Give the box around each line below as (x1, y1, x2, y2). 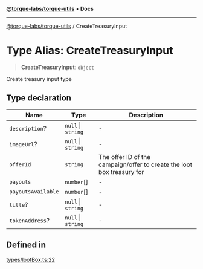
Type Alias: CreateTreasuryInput (6, 44, 173, 57)
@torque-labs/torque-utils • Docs (6, 5, 94, 12)
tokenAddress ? (9, 216, 50, 224)
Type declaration (6, 93, 71, 103)
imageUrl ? (9, 140, 37, 148)
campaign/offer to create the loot (98, 160, 193, 169)
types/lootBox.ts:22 (6, 256, 56, 263)
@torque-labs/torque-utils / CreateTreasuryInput (6, 22, 127, 30)
